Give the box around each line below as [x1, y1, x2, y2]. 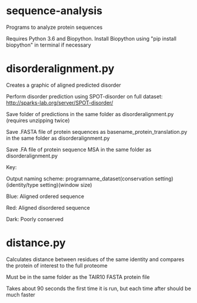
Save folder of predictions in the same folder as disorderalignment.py [6, 110, 174, 117]
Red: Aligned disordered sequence [6, 204, 90, 211]
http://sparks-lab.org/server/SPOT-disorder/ [6, 99, 113, 106]
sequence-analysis [6, 4, 103, 18]
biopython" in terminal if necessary [6, 41, 91, 48]
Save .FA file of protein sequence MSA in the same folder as [6, 146, 152, 153]
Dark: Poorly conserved [6, 215, 64, 222]
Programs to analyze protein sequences [6, 24, 103, 31]
